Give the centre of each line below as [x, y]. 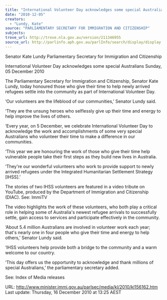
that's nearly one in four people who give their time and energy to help [77, 232]
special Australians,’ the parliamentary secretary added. [62, 268]
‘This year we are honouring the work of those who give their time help [78, 151]
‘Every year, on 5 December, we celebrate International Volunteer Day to [79, 126]
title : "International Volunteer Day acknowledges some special [73, 10]
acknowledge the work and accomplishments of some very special [74, 131]
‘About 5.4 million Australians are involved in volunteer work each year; [78, 227]
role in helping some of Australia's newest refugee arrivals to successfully [81, 212]
